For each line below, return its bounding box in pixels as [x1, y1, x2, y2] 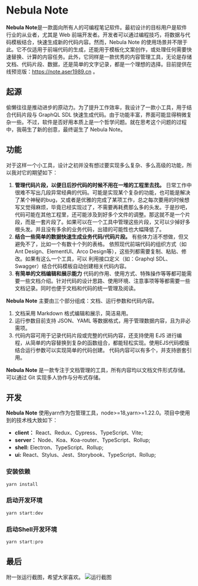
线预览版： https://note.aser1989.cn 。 [6, 68, 98, 75]
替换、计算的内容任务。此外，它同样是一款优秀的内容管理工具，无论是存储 [11, 53, 192, 60]
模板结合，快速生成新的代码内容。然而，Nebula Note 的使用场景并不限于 [11, 38, 188, 45]
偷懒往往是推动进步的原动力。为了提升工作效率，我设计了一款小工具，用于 [6, 104, 187, 111]
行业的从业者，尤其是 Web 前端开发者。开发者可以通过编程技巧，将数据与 [6, 31, 186, 38]
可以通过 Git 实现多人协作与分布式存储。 [6, 374, 104, 381]
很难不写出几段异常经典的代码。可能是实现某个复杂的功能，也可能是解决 [14, 189, 190, 196]
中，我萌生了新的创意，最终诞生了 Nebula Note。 [6, 126, 126, 133]
